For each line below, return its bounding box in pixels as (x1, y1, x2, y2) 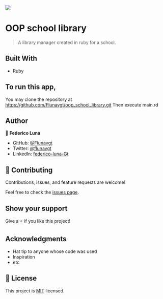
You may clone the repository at (5, 96, 72, 102)
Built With (5, 54, 37, 63)
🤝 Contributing (5, 165, 53, 174)
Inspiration (12, 253, 35, 260)
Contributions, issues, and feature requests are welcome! (5, 179, 126, 185)
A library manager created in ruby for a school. (17, 39, 116, 46)
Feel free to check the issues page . (5, 189, 79, 196)
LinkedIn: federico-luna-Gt (12, 151, 69, 157)
